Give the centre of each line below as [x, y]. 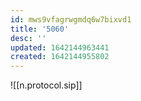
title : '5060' [40, 29]
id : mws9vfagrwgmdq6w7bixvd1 [71, 19]
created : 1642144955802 [60, 57]
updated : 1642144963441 [60, 47]
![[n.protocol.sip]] [46, 85]
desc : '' [28, 38]
